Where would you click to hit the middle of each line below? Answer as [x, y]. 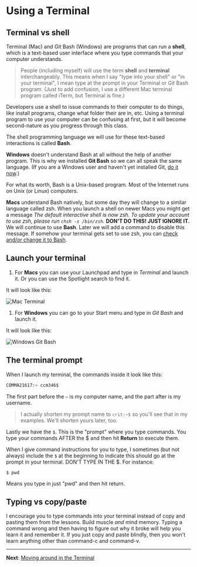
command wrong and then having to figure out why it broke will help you [94, 529]
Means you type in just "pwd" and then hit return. [66, 484]
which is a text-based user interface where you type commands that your [95, 53]
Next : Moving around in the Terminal [50, 558]
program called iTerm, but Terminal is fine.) [72, 95]
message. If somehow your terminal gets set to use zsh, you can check [92, 234]
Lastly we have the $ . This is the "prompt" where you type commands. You [96, 432]
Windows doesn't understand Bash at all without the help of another [89, 155]
